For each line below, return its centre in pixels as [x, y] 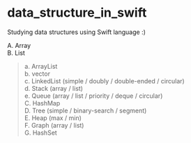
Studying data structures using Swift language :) [77, 32]
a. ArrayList [41, 66]
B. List [16, 53]
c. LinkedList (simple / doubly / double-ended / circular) [104, 81]
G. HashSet [40, 133]
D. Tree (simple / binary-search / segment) [85, 110]
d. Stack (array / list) [54, 88]
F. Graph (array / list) [54, 125]
